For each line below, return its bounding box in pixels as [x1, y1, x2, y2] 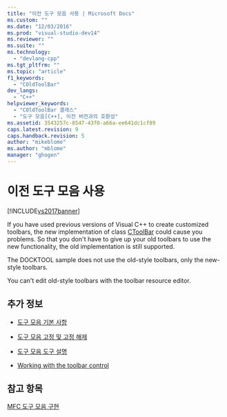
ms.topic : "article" [7, 68, 67, 75]
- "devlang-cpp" [13, 55, 60, 62]
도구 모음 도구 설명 [17, 347, 68, 355]
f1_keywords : [7, 74, 45, 82]
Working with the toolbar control [17, 361, 109, 369]
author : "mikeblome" [7, 139, 67, 146]
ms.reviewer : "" [7, 36, 54, 43]
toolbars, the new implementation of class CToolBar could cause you [7, 228, 203, 236]
